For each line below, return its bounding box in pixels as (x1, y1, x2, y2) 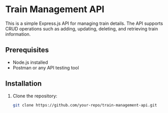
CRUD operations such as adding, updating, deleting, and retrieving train (5, 25, 158, 31)
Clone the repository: (12, 93, 58, 99)
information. (5, 31, 31, 37)
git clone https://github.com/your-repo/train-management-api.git (12, 102, 157, 107)
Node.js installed (12, 59, 49, 65)
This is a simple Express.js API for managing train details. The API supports (5, 20, 163, 26)
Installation (5, 80, 42, 88)
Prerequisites (5, 46, 49, 54)
